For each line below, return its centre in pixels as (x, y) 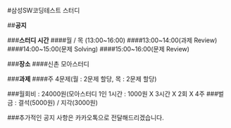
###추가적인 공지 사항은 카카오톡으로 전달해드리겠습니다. (86, 117)
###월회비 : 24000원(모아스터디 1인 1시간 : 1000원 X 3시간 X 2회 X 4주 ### (113, 94)
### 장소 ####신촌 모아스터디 (48, 64)
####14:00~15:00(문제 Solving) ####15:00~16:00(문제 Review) (99, 49)
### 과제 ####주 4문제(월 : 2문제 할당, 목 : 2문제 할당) (82, 79)
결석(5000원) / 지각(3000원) (58, 103)
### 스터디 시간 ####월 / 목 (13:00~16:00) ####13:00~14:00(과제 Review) (112, 40)
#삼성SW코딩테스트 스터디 (44, 10)
